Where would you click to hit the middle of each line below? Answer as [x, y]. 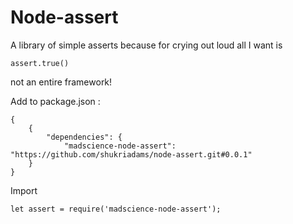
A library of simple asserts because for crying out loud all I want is [146, 45]
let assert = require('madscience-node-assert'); [116, 209]
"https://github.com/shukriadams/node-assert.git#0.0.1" [131, 154]
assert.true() [40, 63]
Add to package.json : [55, 101]
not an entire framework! [61, 82]
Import [24, 190]
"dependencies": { [84, 137]
